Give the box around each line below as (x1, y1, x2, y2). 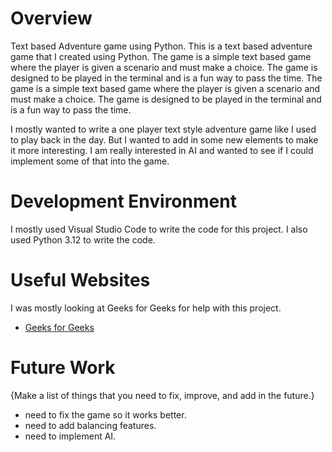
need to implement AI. (24, 430, 117, 442)
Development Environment (10, 190, 237, 213)
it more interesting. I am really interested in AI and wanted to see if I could (10, 144, 314, 156)
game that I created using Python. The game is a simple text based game (10, 50, 312, 62)
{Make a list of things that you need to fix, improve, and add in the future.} (10, 389, 315, 401)
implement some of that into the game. (10, 155, 170, 167)
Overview (10, 7, 93, 30)
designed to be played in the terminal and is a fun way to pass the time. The (10, 72, 323, 84)
